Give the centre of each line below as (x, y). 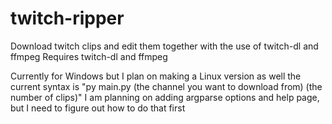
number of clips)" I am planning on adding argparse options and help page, (165, 97)
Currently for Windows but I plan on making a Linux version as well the (156, 76)
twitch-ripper (67, 18)
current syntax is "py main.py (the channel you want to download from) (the (166, 86)
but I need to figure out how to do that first (98, 108)
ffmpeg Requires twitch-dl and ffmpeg (89, 56)
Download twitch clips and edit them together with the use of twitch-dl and (164, 46)
